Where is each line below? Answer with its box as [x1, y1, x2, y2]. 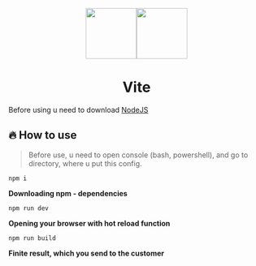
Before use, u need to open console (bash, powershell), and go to [28, 150, 249, 160]
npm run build [8, 234, 57, 242]
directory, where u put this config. [28, 158, 142, 168]
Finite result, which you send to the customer [8, 248, 165, 258]
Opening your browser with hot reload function [8, 218, 171, 228]
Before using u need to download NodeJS [8, 105, 149, 114]
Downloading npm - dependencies [8, 188, 128, 198]
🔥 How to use [8, 128, 77, 142]
